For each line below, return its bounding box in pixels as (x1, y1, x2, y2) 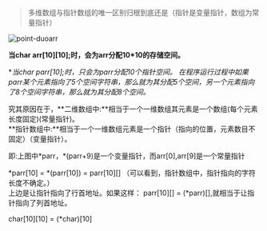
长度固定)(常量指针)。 (8, 114, 80, 123)
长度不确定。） (8, 178, 54, 187)
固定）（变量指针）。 (8, 134, 72, 143)
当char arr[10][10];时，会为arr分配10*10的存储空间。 (8, 50, 185, 59)
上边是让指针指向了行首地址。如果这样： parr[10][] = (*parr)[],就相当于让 (8, 188, 248, 197)
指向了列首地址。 (14, 198, 72, 207)
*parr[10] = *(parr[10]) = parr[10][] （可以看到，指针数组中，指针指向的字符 (8, 168, 256, 177)
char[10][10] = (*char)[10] (8, 214, 93, 223)
